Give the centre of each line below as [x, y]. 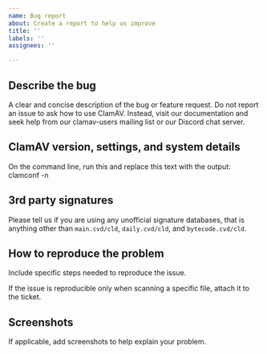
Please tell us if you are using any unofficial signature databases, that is [126, 220]
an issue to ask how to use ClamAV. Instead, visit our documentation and [128, 113]
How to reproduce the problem [86, 253]
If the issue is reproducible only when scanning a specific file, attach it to [129, 288]
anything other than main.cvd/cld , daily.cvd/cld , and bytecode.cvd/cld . [127, 228]
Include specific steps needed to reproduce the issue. [97, 273]
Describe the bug [52, 85]
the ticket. [25, 297]
